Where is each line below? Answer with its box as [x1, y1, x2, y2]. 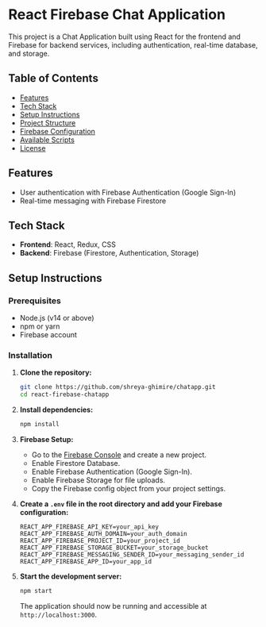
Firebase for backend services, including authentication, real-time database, [8, 40, 258, 49]
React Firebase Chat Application [8, 6, 226, 24]
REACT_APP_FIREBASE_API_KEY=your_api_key [19, 522, 159, 531]
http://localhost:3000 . [19, 610, 98, 619]
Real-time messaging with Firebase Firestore [19, 196, 167, 206]
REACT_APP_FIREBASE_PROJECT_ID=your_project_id [19, 537, 180, 544]
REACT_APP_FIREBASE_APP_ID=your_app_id [19, 557, 152, 565]
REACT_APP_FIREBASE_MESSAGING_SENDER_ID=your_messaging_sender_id [19, 550, 245, 559]
